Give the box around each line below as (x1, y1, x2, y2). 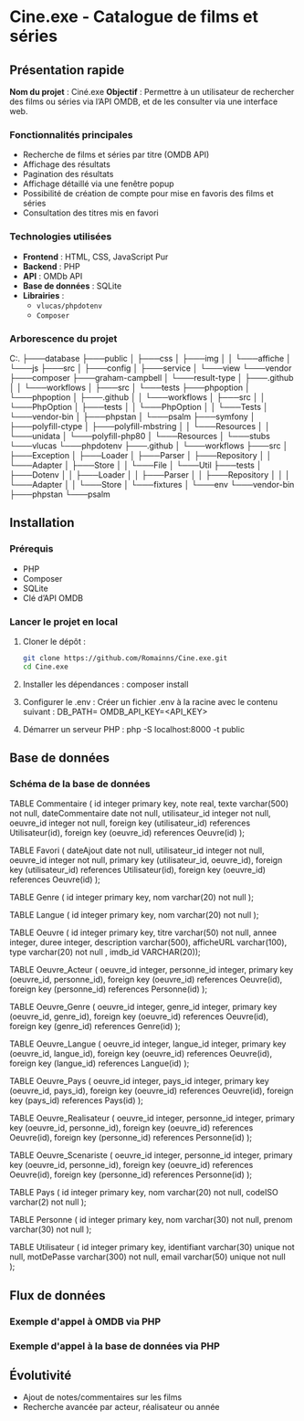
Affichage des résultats (22, 159, 111, 170)
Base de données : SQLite (22, 280, 122, 291)
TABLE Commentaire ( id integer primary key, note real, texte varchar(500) (9, 798, 289, 809)
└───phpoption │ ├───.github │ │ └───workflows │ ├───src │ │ (9, 391, 267, 403)
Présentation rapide (9, 62, 125, 78)
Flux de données (9, 1288, 107, 1303)
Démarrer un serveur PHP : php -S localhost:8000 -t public (22, 723, 245, 734)
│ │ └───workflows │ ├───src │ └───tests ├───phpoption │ (9, 382, 251, 393)
